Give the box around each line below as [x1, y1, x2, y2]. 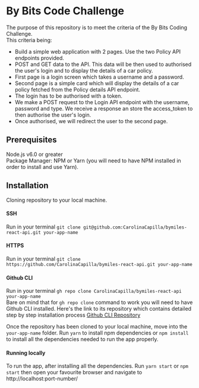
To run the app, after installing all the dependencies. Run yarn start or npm [6, 362, 189, 370]
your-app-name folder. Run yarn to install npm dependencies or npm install [6, 329, 189, 337]
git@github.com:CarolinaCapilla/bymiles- [83, 224, 187, 230]
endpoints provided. [14, 54, 64, 61]
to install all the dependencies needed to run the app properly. [6, 336, 159, 343]
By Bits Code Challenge [6, 4, 125, 18]
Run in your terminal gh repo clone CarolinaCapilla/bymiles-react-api [6, 287, 182, 295]
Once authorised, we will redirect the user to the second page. [14, 117, 168, 124]
